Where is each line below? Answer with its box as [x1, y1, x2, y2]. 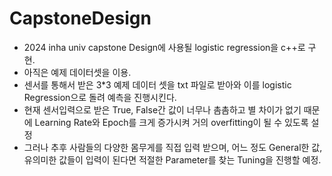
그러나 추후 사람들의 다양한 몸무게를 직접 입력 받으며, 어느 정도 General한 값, [23, 141, 323, 153]
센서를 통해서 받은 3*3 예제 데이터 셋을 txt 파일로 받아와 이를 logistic [23, 78, 292, 91]
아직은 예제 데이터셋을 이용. [23, 66, 132, 78]
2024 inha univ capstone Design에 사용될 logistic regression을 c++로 [23, 41, 306, 53]
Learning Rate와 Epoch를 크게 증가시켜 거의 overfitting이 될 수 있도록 [34, 116, 309, 128]
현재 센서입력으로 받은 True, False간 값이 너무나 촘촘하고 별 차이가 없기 [23, 103, 302, 116]
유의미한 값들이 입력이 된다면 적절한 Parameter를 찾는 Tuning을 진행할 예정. [23, 153, 322, 166]
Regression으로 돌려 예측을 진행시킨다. [23, 91, 177, 103]
